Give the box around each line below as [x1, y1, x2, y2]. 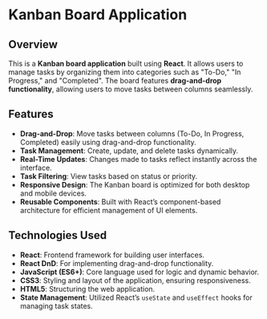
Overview [8, 38, 59, 51]
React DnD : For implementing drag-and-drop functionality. [19, 258, 214, 268]
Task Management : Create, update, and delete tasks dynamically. [19, 146, 239, 155]
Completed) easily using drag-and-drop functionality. [19, 137, 196, 147]
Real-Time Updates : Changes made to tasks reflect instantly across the [19, 154, 257, 164]
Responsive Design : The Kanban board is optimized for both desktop [19, 180, 250, 189]
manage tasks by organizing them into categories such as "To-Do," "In [8, 67, 241, 77]
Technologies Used [8, 228, 107, 242]
